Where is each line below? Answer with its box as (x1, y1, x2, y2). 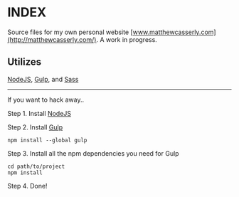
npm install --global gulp (7, 137, 87, 144)
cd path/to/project (7, 163, 65, 170)
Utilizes (7, 56, 42, 68)
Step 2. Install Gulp (7, 122, 63, 132)
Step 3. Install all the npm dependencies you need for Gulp (7, 149, 179, 157)
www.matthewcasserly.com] (132, 28, 216, 36)
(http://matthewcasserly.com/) (7, 35, 97, 43)
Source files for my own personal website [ (7, 28, 133, 36)
